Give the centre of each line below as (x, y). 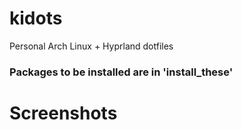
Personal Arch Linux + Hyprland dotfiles (91, 46)
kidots (36, 18)
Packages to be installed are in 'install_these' (121, 72)
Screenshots (63, 113)
